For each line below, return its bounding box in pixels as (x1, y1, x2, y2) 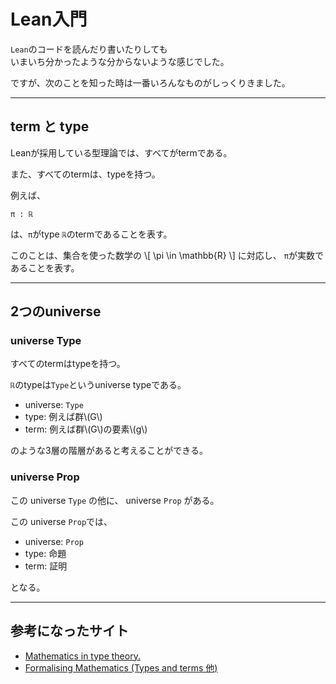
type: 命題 (24, 547, 67, 559)
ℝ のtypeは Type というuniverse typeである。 (10, 379, 187, 391)
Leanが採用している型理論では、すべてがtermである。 (10, 146, 233, 159)
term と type (10, 118, 90, 135)
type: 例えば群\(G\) (24, 411, 103, 423)
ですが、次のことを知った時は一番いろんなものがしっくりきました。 (10, 76, 291, 89)
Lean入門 (10, 8, 88, 31)
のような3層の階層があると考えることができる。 (10, 445, 208, 457)
